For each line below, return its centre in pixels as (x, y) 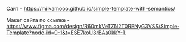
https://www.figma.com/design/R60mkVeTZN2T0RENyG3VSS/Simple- (93, 26)
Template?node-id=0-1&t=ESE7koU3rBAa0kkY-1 (66, 33)
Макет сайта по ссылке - (38, 20)
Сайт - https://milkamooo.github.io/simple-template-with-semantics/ (91, 9)
